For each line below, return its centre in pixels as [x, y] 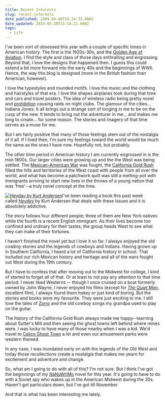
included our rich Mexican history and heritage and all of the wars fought [79, 257]
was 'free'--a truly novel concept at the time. [50, 186]
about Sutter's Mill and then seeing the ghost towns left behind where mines [82, 323]
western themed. [22, 339]
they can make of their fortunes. [38, 231]
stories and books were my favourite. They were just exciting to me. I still [79, 298]
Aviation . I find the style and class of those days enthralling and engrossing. [82, 57]
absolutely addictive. [26, 206]
